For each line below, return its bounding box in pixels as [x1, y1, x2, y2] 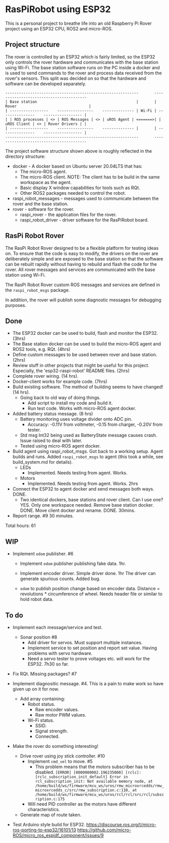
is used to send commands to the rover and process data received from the [5, 70, 162, 76]
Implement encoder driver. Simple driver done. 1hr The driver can [20, 570, 156, 576]
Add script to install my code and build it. [27, 400, 113, 406]
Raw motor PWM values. [35, 712, 87, 718]
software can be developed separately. [5, 80, 87, 86]
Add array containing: [20, 696, 66, 701]
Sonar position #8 [20, 634, 58, 640]
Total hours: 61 [5, 522, 36, 529]
